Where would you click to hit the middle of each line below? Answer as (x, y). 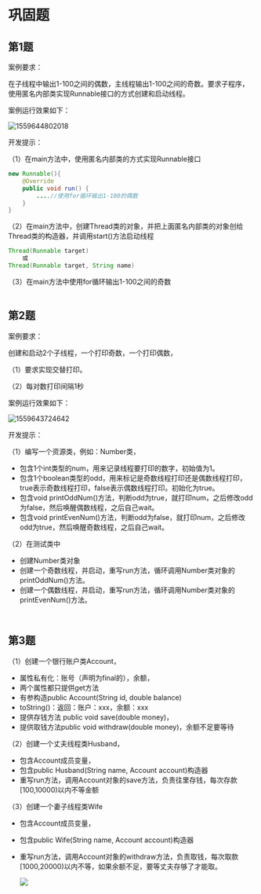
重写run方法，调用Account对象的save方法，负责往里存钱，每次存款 (128, 780)
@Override (38, 181)
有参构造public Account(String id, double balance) (100, 697)
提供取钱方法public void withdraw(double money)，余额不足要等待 (127, 727)
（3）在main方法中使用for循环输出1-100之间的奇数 (90, 281)
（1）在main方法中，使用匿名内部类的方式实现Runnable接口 (105, 159)
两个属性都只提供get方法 (59, 687)
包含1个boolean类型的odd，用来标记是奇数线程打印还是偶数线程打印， (133, 478)
